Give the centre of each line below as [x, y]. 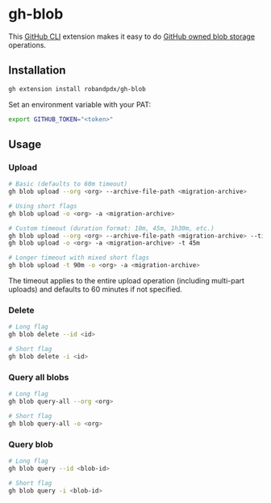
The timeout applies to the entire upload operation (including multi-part [126, 281]
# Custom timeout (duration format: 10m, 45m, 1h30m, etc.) [112, 228]
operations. [27, 44]
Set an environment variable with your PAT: [80, 104]
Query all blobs [39, 377]
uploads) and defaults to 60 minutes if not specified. [96, 289]
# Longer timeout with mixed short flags [79, 258]
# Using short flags [43, 206]
